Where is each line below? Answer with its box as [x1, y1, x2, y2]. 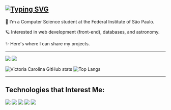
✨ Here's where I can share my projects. [5, 40, 90, 46]
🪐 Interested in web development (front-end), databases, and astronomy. [5, 29, 160, 35]
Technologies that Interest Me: [5, 86, 105, 94]
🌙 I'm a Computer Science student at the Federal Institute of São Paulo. [5, 18, 155, 24]
